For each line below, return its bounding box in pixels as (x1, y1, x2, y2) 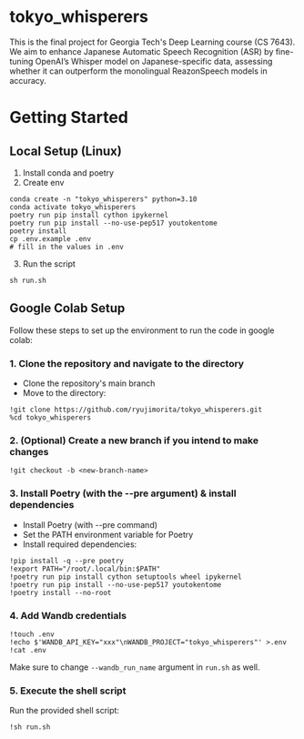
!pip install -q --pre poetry (9, 556, 125, 565)
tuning (9, 56, 34, 66)
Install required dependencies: (22, 539, 137, 550)
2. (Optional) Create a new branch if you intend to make (9, 434, 259, 447)
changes (9, 445, 49, 458)
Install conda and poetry (22, 167, 115, 178)
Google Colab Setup (9, 300, 126, 316)
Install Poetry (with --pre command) (22, 519, 157, 530)
